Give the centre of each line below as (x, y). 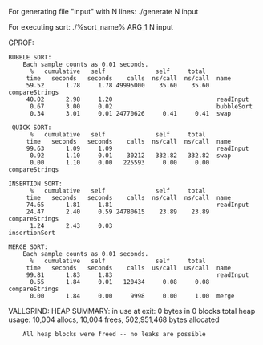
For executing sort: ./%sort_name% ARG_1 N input (91, 27)
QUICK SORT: (32, 128)
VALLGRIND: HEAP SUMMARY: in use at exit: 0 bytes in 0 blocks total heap (132, 311)
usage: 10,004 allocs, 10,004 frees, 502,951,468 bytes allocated (114, 319)
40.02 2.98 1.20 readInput (138, 99)
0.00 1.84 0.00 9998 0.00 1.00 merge (132, 296)
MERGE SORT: (28, 247)
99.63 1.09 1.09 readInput (138, 148)
